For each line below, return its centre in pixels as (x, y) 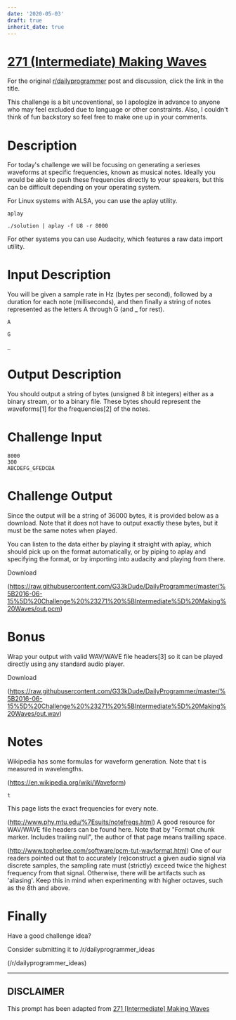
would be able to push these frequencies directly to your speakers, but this (116, 180)
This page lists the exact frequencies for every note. (83, 808)
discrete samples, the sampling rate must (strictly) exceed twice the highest (117, 865)
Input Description (59, 275)
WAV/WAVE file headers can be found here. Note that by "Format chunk (111, 829)
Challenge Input (55, 437)
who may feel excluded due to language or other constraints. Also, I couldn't (118, 110)
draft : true (25, 20)
